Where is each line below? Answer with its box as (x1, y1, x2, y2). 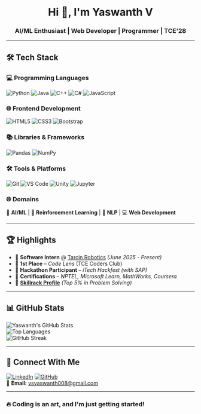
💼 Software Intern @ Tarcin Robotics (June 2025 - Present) (14, 254, 162, 261)
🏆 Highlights (6, 235, 56, 245)
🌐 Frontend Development (6, 105, 81, 113)
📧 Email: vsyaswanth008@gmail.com (6, 379, 99, 387)
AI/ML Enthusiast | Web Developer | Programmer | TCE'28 (14, 27, 187, 35)
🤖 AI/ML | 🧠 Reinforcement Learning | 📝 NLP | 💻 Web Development (6, 209, 176, 216)
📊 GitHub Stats (6, 303, 65, 313)
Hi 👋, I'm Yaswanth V (47, 5, 154, 19)
